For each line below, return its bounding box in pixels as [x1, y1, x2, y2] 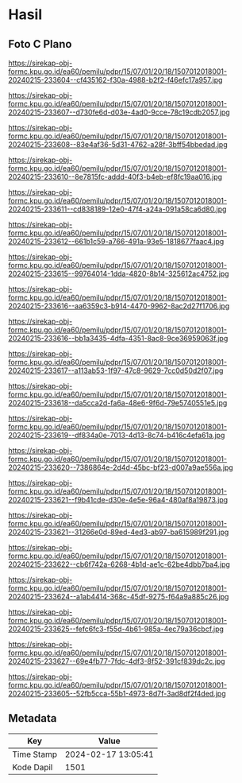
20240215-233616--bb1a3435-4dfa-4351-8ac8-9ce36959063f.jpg [8, 334, 229, 343]
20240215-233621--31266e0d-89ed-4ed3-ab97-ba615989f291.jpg [8, 527, 229, 537]
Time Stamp [12, 749, 58, 760]
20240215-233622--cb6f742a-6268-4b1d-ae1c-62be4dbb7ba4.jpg [8, 560, 230, 569]
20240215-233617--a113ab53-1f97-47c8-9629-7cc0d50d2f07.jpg [8, 366, 224, 375]
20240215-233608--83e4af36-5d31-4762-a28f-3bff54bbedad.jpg [8, 140, 228, 149]
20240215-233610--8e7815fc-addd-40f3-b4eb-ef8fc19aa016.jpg [8, 172, 223, 181]
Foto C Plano [8, 37, 72, 51]
